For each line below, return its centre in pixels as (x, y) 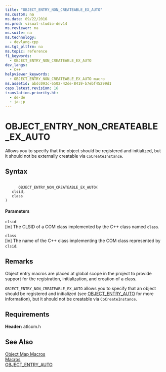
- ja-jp (18, 102)
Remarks (19, 262)
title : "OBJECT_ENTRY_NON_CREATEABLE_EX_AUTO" (54, 10)
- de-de (18, 97)
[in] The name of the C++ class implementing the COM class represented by (83, 241)
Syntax (16, 172)
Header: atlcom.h (23, 326)
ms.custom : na (20, 14)
